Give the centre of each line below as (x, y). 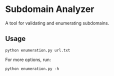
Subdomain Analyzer (50, 9)
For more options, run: (28, 59)
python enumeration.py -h (32, 68)
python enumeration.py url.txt (38, 50)
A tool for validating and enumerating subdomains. (57, 23)
